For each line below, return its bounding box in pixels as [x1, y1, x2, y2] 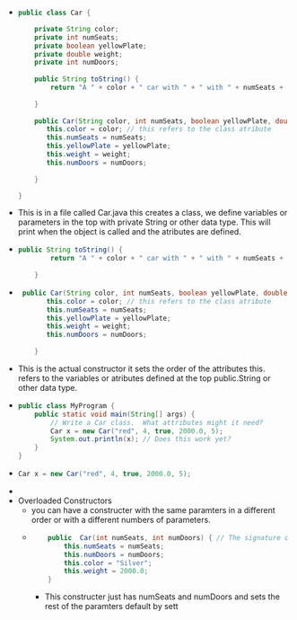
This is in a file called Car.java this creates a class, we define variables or [17, 208, 288, 218]
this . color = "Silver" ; [63, 558, 153, 568]
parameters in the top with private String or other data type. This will [17, 217, 271, 227]
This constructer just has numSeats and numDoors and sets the [44, 591, 281, 602]
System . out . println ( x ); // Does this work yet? [50, 435, 231, 444]
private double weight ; [34, 49, 123, 58]
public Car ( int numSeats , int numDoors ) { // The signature [48, 533, 281, 542]
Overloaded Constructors [17, 495, 112, 506]
